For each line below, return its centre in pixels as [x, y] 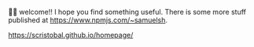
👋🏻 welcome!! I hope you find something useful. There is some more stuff [127, 12]
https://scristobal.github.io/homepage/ [71, 35]
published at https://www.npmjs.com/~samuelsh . [88, 20]
